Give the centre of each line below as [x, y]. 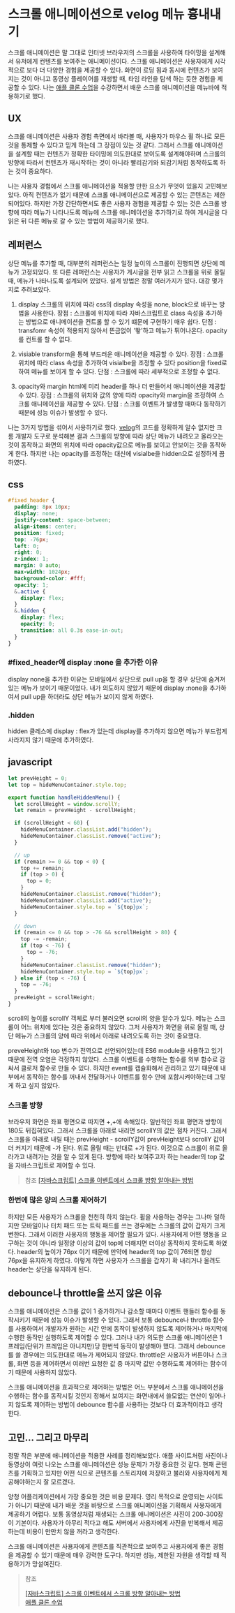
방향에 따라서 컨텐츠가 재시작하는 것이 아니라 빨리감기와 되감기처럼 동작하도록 [113, 162]
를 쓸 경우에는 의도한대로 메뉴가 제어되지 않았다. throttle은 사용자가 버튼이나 [111, 1355]
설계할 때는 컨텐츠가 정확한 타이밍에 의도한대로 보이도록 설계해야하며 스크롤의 [120, 154]
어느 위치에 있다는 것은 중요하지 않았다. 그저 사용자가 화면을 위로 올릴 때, [119, 1026]
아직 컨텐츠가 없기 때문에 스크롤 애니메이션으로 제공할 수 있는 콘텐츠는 [117, 194]
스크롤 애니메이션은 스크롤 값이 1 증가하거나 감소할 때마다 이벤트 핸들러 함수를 [113, 1311]
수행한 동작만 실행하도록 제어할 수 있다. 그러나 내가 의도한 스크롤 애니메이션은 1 [115, 1337]
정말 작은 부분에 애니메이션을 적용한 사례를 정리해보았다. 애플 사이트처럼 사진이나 [118, 1456]
